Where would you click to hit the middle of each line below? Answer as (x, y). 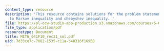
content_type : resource (29, 9)
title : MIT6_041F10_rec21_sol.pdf (40, 37)
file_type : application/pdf (34, 28)
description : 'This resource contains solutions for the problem (73, 14)
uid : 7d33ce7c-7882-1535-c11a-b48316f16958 (50, 41)
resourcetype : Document (29, 32)
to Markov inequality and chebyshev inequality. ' (62, 18)
